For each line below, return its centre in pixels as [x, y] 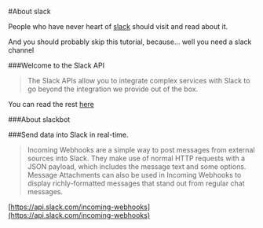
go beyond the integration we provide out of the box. [113, 89]
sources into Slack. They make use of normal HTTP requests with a [136, 158]
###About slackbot [39, 120]
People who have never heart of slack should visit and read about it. [118, 26]
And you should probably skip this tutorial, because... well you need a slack [130, 42]
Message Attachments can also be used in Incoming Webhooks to [134, 175]
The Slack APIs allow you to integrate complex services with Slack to [139, 81]
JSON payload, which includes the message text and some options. [137, 167]
